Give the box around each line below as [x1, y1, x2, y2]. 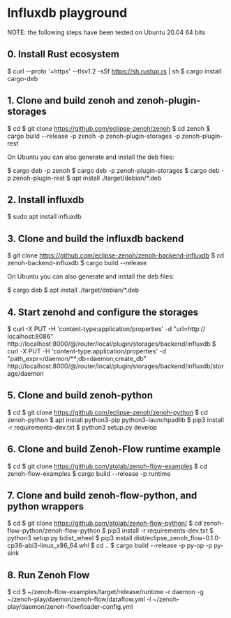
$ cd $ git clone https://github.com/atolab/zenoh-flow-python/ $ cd [7, 519, 202, 528]
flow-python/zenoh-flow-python [7, 526, 101, 535]
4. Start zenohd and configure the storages [7, 306, 199, 318]
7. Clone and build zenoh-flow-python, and [7, 490, 198, 502]
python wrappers [7, 500, 84, 512]
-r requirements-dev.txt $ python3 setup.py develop [7, 423, 158, 431]
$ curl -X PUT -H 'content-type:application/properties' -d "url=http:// [7, 325, 206, 333]
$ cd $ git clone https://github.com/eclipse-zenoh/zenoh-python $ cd [7, 408, 208, 416]
